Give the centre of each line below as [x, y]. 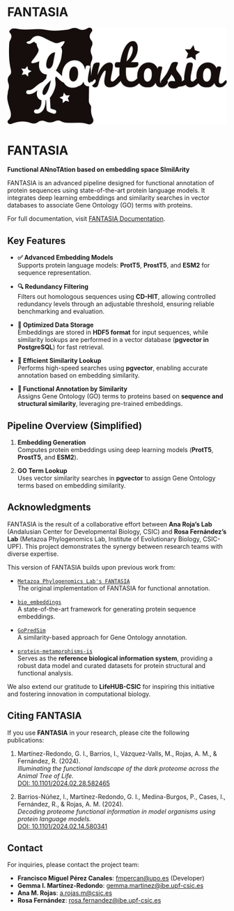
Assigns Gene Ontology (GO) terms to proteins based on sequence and [120, 396]
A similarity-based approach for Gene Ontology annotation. [102, 637]
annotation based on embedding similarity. [79, 375]
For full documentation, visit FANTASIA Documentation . [86, 219]
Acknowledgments [49, 507]
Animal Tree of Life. [46, 776]
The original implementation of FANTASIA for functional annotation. [114, 588]
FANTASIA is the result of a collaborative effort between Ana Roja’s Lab [110, 524]
